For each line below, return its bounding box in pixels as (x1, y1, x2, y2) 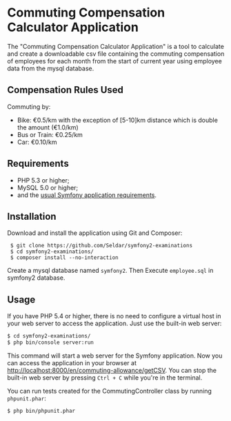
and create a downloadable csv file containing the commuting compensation (7, 50, 225, 58)
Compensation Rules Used (7, 84, 124, 96)
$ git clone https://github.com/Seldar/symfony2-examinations (10, 243, 193, 249)
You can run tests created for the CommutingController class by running (7, 387, 212, 395)
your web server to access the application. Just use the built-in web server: (7, 319, 222, 328)
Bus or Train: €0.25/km (17, 130, 83, 138)
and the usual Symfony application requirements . (17, 191, 157, 199)
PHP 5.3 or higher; (17, 176, 70, 184)
